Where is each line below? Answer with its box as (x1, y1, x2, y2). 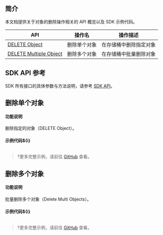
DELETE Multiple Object (7, 50, 63, 57)
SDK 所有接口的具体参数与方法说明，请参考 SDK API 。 (5, 83, 115, 89)
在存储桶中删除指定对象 (101, 41, 156, 48)
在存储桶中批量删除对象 (101, 50, 156, 57)
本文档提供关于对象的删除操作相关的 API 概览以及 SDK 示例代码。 (5, 19, 137, 25)
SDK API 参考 (5, 69, 46, 78)
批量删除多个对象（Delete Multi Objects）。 (5, 196, 92, 202)
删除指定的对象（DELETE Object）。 (5, 125, 77, 131)
